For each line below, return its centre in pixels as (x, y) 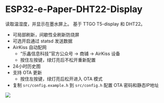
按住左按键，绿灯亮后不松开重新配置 (58, 60)
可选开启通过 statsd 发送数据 (42, 41)
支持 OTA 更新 (27, 72)
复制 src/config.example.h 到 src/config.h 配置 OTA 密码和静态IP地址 (86, 85)
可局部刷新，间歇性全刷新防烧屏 (46, 34)
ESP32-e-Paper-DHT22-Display (74, 9)
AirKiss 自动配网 (30, 47)
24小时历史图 (27, 66)
